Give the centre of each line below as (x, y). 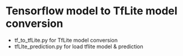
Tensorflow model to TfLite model (91, 11)
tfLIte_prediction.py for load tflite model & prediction (79, 46)
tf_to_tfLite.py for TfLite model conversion (66, 40)
